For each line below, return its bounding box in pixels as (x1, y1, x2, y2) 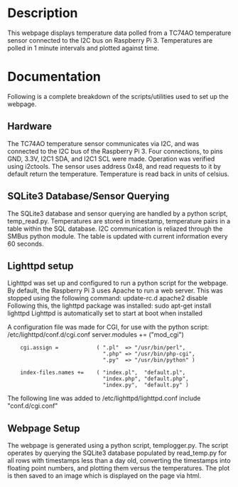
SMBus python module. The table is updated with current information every (7, 231, 228, 240)
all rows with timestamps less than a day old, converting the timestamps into (7, 456, 231, 465)
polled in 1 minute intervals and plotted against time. (7, 43, 160, 52)
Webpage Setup (7, 422, 80, 434)
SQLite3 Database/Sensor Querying (7, 190, 170, 202)
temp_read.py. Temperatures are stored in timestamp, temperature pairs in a (7, 216, 231, 225)
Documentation (7, 69, 102, 85)
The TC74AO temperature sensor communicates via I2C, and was (7, 139, 200, 147)
